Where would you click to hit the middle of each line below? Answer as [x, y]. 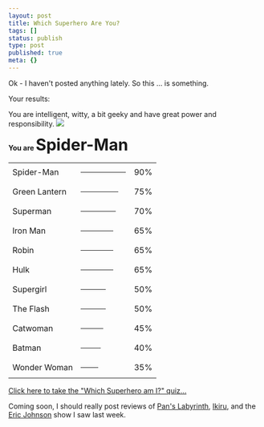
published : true [35, 53]
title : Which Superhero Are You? [64, 23]
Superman [32, 211]
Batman [27, 348]
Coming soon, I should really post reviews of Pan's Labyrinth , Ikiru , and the [132, 406]
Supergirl [30, 289]
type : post [26, 46]
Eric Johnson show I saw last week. [67, 414]
